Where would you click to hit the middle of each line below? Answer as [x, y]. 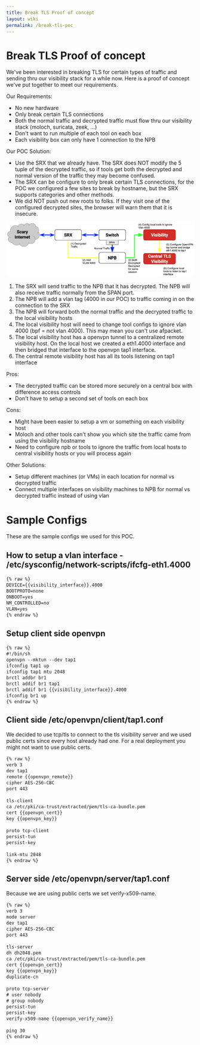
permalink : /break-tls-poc [40, 25]
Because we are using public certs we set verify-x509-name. [81, 893]
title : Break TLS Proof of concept [50, 13]
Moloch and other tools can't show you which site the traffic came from [103, 434]
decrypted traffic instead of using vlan [62, 496]
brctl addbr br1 [26, 678]
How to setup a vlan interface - [65, 555]
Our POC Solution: [29, 151]
